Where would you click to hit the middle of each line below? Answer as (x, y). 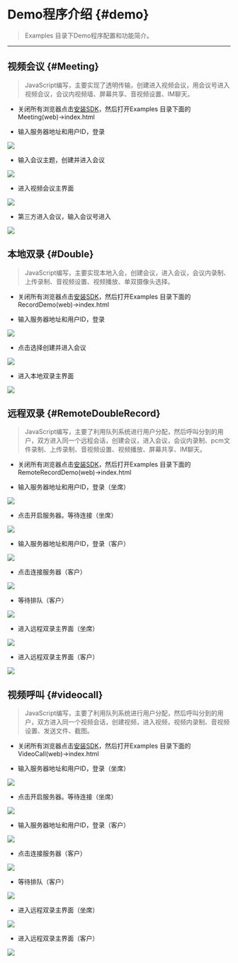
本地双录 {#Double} (51, 255)
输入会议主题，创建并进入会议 (61, 159)
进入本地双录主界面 (46, 375)
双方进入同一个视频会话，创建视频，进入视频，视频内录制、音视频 (134, 722)
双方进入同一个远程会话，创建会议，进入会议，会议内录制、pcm (131, 440)
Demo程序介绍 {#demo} (78, 15)
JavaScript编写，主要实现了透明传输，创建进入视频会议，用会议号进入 (127, 85)
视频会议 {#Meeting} (53, 67)
